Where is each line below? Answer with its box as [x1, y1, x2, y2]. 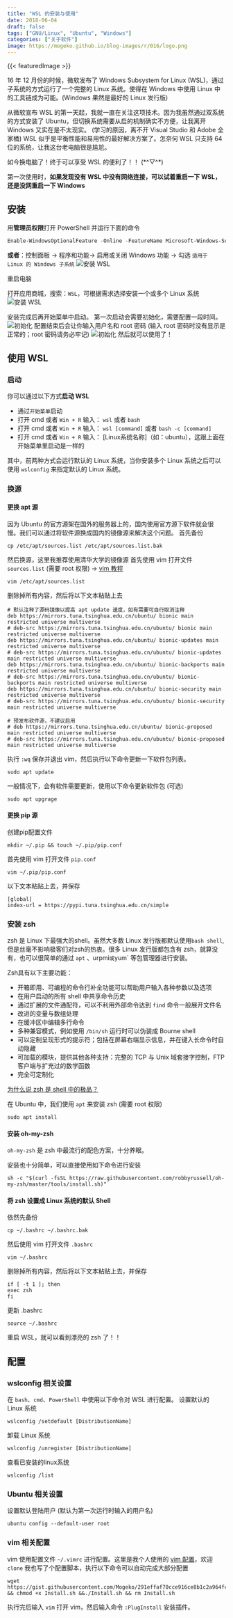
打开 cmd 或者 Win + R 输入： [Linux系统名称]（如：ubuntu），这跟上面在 [17, 433, 225, 441]
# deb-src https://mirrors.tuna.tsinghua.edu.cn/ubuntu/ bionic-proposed [7, 735, 225, 742]
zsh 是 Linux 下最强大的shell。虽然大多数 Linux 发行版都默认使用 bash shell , [7, 936, 225, 944]
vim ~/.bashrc [7, 1254, 49, 1261]
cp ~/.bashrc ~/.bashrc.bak [7, 1227, 89, 1234]
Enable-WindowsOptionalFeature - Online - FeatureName [7, 237, 163, 244]
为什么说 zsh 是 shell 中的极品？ [7, 1085, 98, 1093]
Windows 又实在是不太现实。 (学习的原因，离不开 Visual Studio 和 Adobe [7, 126, 216, 134]
